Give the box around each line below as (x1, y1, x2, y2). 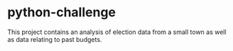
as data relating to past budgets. (7, 35, 102, 43)
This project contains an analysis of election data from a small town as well (7, 28, 227, 36)
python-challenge (7, 4, 116, 21)
